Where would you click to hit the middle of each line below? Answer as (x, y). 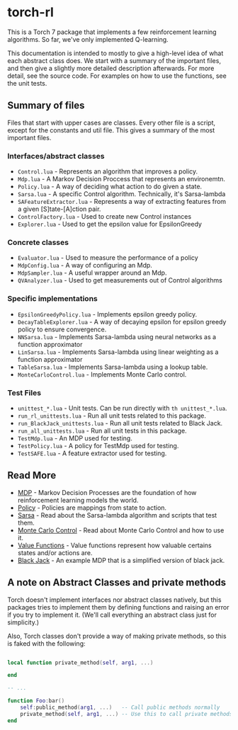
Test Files (24, 392)
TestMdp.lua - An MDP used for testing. (75, 438)
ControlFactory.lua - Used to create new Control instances (104, 217)
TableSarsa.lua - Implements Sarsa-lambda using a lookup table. (113, 367)
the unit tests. (27, 83)
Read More (32, 475)
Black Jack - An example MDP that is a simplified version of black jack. (121, 560)
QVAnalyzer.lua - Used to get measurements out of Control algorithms (120, 280)
